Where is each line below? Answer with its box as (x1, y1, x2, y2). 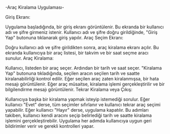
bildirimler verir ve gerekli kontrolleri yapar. (5, 123, 95, 129)
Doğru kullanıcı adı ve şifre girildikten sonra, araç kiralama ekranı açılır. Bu (5, 44, 159, 50)
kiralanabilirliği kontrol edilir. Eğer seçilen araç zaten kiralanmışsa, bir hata (5, 76, 159, 81)
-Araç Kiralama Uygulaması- (5, 5, 64, 10)
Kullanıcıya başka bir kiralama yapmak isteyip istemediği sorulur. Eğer (5, 96, 150, 102)
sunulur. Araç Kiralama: (5, 55, 54, 61)
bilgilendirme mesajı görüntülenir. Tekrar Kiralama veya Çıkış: (5, 86, 133, 93)
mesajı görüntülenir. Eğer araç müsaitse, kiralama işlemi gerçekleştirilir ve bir (5, 81, 165, 87)
